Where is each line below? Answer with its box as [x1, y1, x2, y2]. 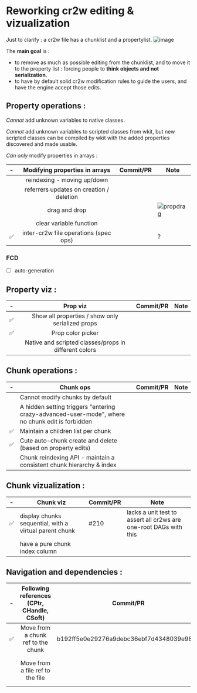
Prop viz [63, 302, 87, 310]
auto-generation [14, 267, 55, 274]
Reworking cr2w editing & [6, 4, 134, 18]
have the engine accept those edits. [14, 84, 101, 91]
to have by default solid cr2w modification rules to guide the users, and [14, 78, 187, 85]
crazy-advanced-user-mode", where [19, 410, 125, 418]
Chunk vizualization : [6, 481, 85, 491]
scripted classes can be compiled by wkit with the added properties [6, 134, 170, 141]
